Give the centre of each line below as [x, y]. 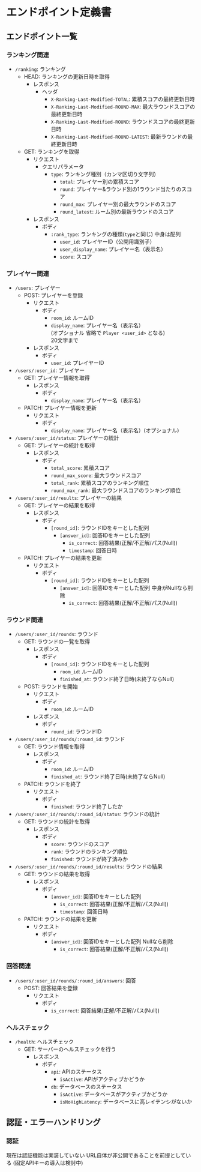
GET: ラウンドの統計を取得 [57, 822]
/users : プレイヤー [38, 288]
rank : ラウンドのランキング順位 [89, 852]
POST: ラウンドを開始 [51, 687]
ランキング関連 [28, 55]
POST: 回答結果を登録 [51, 988]
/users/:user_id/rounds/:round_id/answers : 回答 [76, 980]
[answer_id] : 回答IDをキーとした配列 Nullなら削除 [112, 942]
